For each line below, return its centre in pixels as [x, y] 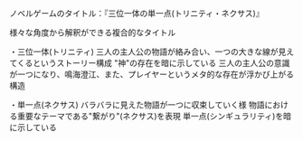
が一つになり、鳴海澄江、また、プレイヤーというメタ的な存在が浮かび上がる [152, 74]
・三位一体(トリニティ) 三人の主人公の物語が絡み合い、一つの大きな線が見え [152, 52]
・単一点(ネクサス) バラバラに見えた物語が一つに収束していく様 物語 [137, 105]
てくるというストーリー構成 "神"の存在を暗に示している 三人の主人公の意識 [150, 63]
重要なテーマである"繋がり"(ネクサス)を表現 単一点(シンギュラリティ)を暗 [154, 116]
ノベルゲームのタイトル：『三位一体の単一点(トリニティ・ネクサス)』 [137, 13]
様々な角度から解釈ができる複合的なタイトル [93, 33]
